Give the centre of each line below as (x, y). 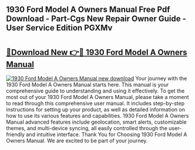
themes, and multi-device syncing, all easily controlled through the (87, 128)
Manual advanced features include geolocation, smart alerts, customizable (96, 122)
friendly (16, 134)
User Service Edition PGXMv (59, 28)
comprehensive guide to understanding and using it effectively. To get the (95, 91)
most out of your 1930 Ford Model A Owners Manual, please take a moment (97, 97)
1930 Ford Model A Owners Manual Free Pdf (88, 10)
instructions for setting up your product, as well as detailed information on (95, 110)
